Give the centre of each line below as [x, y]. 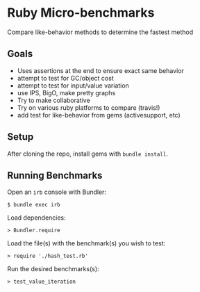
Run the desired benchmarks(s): [53, 269]
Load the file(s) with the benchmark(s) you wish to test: [86, 243]
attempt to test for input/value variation [73, 86]
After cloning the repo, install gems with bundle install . [88, 154]
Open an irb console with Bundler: [57, 192]
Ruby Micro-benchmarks [81, 13]
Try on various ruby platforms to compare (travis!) [89, 107]
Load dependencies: [36, 218]
